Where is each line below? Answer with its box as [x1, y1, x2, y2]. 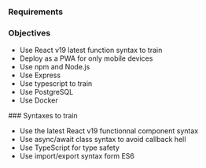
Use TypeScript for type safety [19, 143, 120, 152]
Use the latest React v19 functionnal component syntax [19, 126, 199, 136]
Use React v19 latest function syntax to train [19, 46, 163, 55]
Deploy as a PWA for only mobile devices [19, 54, 153, 63]
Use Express [19, 70, 61, 80]
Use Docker [19, 95, 59, 105]
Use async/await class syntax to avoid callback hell [19, 135, 186, 144]
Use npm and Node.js [19, 62, 90, 72]
